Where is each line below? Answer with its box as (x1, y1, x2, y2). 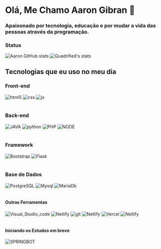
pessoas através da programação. (5, 28, 89, 35)
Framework (5, 141, 33, 148)
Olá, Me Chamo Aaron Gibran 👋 (5, 4, 135, 16)
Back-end (5, 112, 29, 119)
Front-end (5, 82, 30, 89)
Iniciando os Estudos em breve (5, 228, 70, 234)
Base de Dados (5, 171, 42, 178)
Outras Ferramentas (5, 199, 48, 205)
